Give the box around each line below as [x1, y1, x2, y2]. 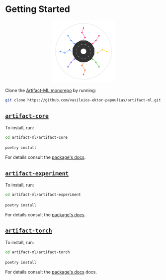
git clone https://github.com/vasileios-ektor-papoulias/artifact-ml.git [5, 97, 162, 102]
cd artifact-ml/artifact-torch [5, 250, 70, 255]
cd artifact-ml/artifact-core [5, 135, 68, 140]
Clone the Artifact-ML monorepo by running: [5, 87, 96, 93]
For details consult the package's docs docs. [5, 269, 97, 275]
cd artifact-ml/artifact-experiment [5, 192, 81, 197]
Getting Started [5, 3, 71, 15]
